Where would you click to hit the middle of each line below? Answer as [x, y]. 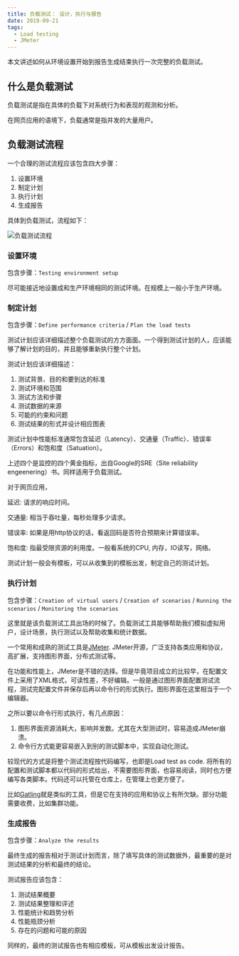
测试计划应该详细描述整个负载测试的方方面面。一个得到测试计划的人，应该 [116, 340]
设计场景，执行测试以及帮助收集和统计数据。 [85, 631]
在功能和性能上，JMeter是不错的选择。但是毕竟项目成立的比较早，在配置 [115, 671]
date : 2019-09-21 [33, 21]
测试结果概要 [36, 894]
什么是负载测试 [40, 86]
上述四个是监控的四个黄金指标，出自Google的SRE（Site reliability [103, 463]
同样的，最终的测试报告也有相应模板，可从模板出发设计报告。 [98, 945]
